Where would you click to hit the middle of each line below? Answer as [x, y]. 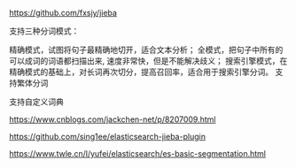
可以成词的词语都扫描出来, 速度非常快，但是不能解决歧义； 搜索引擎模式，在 [148, 61]
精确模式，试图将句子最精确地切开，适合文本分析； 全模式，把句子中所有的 [146, 50]
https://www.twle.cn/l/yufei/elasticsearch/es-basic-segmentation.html [137, 153]
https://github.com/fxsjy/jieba [63, 13]
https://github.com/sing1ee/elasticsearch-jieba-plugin [108, 137]
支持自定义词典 [36, 102]
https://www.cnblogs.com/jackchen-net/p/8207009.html [113, 119]
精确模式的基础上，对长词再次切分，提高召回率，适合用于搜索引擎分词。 [141, 72]
